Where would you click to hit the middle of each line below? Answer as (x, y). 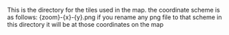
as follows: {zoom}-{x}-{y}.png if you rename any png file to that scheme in (114, 17)
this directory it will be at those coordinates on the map (86, 24)
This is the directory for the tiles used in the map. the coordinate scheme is (114, 10)
